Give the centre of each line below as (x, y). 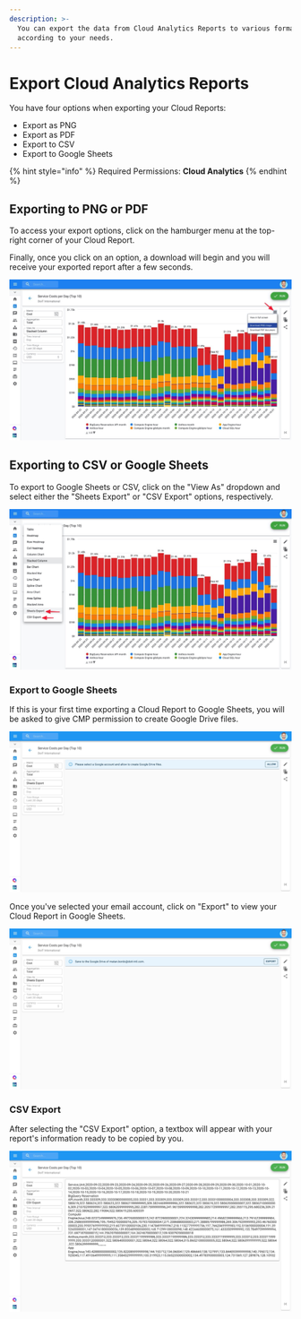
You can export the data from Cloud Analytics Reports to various (144, 28)
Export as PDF (49, 135)
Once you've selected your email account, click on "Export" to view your (143, 907)
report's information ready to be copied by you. (97, 1139)
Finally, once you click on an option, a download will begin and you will (140, 258)
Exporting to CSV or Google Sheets (109, 466)
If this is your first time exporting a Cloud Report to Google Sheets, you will (147, 710)
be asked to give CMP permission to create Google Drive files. (124, 719)
